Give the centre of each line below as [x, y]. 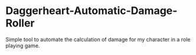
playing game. [23, 46]
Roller [20, 23]
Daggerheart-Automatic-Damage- [92, 11]
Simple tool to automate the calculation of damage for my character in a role [98, 39]
